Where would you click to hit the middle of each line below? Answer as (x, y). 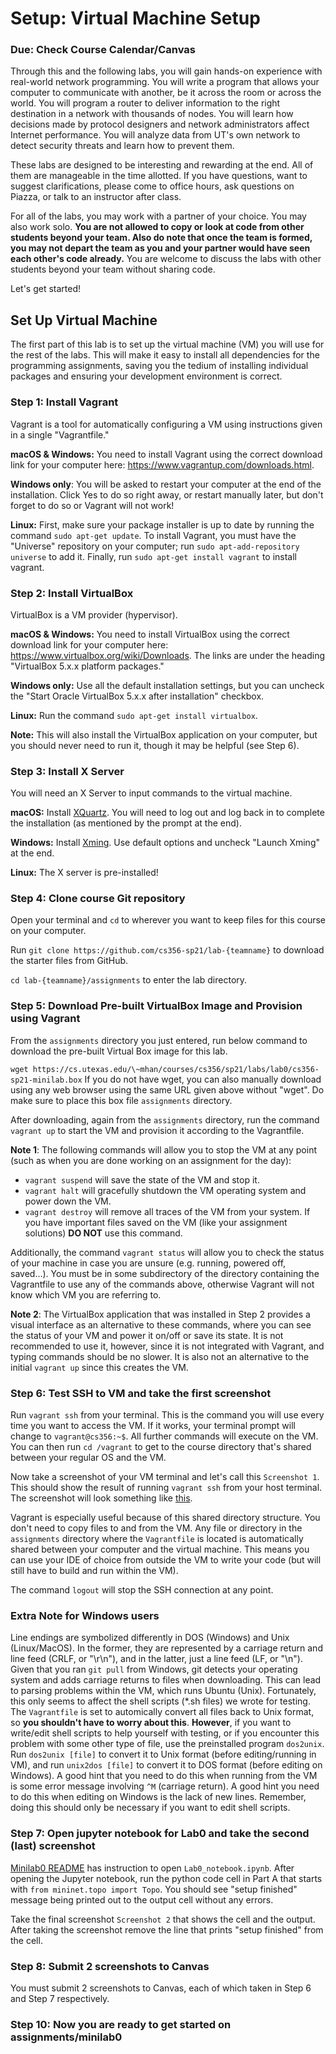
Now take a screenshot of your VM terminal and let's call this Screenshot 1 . (165, 1477)
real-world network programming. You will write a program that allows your (165, 82)
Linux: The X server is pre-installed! (84, 873)
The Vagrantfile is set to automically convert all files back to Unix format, (162, 1712)
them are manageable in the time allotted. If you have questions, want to (159, 176)
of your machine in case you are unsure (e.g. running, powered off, (148, 1263)
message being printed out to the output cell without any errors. (142, 1899)
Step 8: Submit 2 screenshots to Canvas (110, 1966)
